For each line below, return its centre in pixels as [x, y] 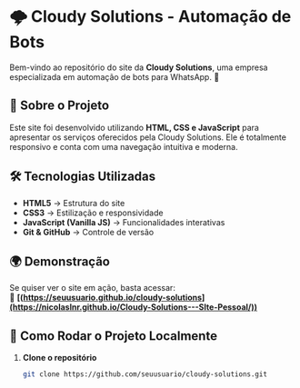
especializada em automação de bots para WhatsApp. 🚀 [115, 76]
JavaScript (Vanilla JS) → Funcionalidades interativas [124, 222]
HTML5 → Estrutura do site [74, 203]
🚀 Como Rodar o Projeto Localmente [114, 336]
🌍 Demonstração [60, 261]
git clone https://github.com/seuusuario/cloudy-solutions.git [145, 374]
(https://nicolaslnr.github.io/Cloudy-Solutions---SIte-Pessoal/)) [133, 307]
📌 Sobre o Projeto [60, 106]
